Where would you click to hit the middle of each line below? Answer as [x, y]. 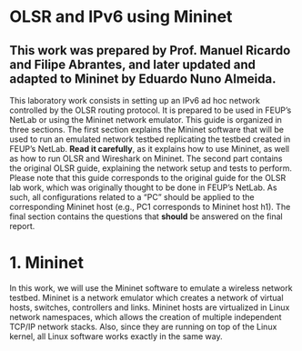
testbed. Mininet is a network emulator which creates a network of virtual [146, 297]
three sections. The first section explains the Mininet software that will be [147, 130]
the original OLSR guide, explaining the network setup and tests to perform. [151, 168]
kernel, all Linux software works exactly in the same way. [116, 336]
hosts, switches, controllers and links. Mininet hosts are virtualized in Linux [150, 307]
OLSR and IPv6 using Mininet [121, 17]
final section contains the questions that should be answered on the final [146, 216]
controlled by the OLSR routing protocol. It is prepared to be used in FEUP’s [151, 110]
